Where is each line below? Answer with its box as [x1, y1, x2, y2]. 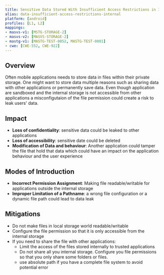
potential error [19, 264, 48, 270]
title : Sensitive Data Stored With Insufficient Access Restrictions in [5, 7, 156, 12]
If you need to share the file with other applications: [12, 238, 116, 244]
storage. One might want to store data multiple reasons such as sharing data [5, 79, 159, 85]
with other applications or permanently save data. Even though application [5, 85, 155, 91]
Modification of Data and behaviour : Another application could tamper [12, 143, 156, 149]
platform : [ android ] [5, 16, 47, 21]
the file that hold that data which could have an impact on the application [12, 148, 159, 154]
